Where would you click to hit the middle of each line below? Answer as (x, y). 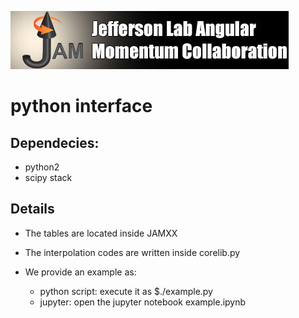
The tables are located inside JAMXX (101, 233)
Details (32, 209)
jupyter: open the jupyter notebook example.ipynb (143, 302)
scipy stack (48, 177)
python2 (42, 167)
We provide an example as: (80, 272)
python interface (81, 106)
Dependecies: (55, 142)
